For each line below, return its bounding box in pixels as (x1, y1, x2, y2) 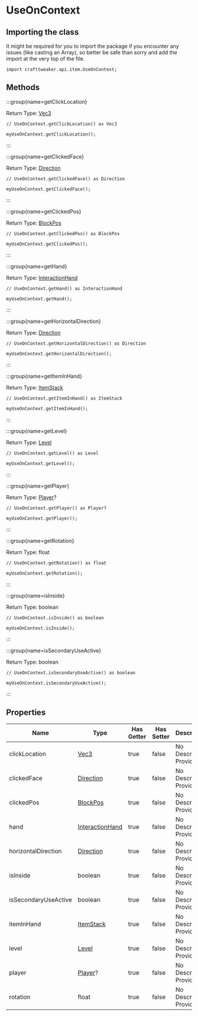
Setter (152, 732, 170, 740)
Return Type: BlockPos (6, 219, 62, 226)
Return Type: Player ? (6, 493, 57, 501)
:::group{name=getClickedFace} (6, 153, 84, 160)
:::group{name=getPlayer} (6, 482, 70, 489)
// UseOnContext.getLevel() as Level (6, 450, 99, 456)
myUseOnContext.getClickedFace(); (6, 186, 91, 192)
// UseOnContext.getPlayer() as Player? (6, 505, 107, 511)
